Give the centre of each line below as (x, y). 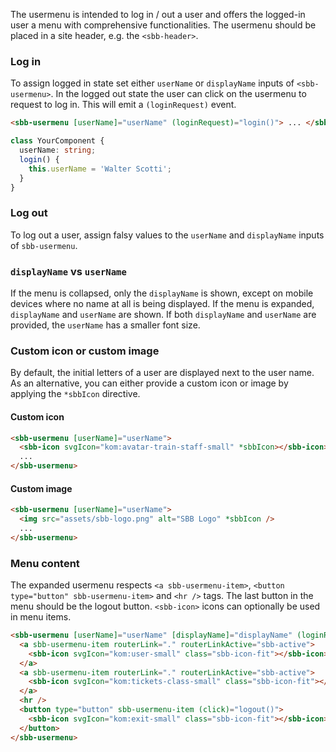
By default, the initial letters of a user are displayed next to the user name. (162, 373)
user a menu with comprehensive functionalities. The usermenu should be (163, 25)
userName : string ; (58, 150)
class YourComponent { (57, 141)
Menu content (45, 563)
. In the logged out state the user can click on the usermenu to (178, 94)
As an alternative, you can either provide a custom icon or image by (149, 383)
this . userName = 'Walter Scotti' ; (100, 169)
